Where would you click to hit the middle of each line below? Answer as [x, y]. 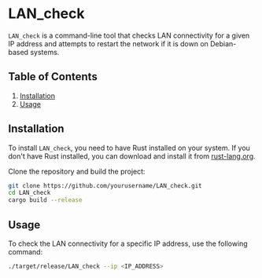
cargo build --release [45, 200]
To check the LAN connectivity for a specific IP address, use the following [128, 243]
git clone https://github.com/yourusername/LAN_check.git [105, 185]
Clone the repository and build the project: [77, 171]
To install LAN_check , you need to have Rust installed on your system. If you [129, 148]
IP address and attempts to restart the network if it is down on [108, 43]
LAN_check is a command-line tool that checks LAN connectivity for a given [129, 35]
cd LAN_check [30, 193]
